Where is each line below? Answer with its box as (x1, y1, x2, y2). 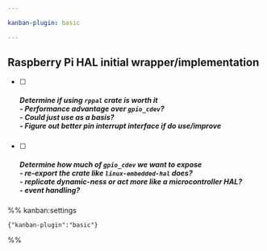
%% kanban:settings (7, 206, 77, 216)
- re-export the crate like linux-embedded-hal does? (19, 168, 193, 178)
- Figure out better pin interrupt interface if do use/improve (19, 121, 222, 131)
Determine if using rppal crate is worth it (19, 96, 158, 105)
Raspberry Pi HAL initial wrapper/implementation (7, 56, 260, 69)
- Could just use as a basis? (19, 113, 115, 122)
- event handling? (19, 186, 81, 195)
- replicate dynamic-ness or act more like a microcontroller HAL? (19, 177, 243, 186)
